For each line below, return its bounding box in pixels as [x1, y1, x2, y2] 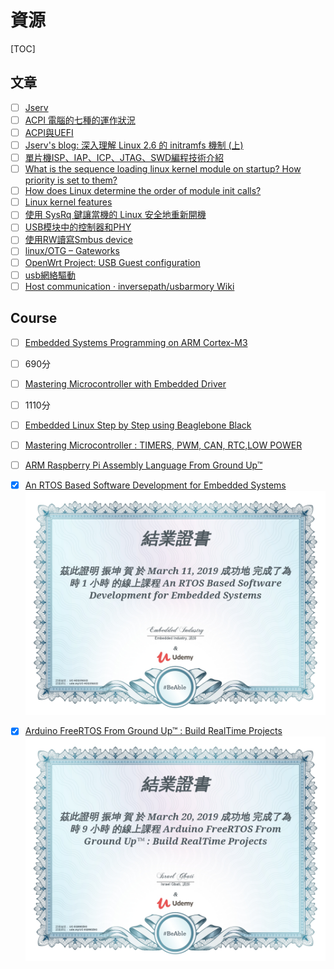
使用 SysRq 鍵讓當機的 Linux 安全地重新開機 [24, 209, 207, 221]
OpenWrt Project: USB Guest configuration [24, 256, 201, 268]
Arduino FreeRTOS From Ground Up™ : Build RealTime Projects [24, 725, 283, 737]
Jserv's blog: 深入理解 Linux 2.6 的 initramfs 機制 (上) [24, 139, 244, 151]
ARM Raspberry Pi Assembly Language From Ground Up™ [24, 459, 263, 471]
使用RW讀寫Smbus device [24, 234, 133, 246]
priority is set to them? [24, 174, 118, 186]
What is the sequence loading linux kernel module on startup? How [24, 163, 302, 175]
